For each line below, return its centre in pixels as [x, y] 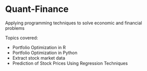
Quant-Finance [37, 9]
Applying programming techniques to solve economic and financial [74, 23]
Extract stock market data [39, 58]
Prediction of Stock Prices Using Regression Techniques [70, 63]
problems [15, 28]
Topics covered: [22, 38]
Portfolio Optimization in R [39, 47]
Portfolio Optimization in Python [45, 53]
